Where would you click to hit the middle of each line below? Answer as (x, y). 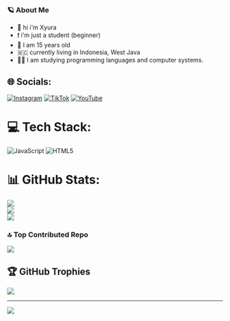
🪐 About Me (28, 10)
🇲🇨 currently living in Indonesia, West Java (78, 52)
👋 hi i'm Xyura (37, 27)
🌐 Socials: (29, 81)
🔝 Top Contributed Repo (48, 235)
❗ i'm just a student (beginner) (59, 35)
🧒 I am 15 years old (43, 45)
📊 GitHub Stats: (54, 180)
